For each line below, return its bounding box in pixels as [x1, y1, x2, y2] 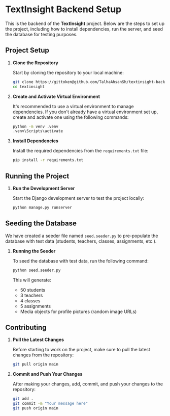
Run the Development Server [12, 185, 75, 191]
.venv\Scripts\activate [12, 128, 63, 134]
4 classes [20, 297, 41, 304]
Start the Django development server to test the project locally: [12, 195, 145, 201]
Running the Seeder [12, 248, 56, 254]
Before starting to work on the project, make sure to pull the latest [12, 347, 151, 353]
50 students [20, 287, 46, 293]
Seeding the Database [5, 219, 77, 228]
